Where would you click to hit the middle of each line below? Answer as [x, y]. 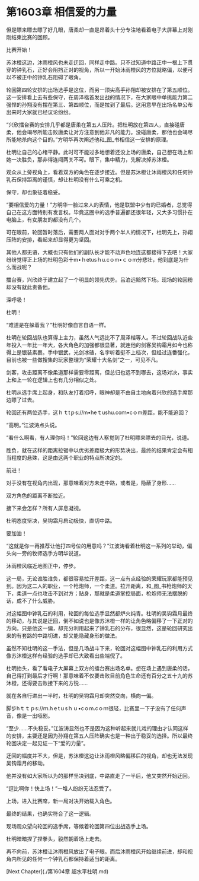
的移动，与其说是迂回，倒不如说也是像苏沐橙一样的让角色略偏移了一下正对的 [99, 621]
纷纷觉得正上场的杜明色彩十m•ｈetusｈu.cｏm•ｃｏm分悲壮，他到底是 [92, 259]
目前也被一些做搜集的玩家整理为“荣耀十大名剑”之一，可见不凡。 [84, 360]
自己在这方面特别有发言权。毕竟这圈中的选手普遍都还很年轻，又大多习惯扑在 [99, 212]
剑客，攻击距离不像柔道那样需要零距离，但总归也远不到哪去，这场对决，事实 [99, 372]
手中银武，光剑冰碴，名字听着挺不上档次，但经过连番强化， [120, 352]
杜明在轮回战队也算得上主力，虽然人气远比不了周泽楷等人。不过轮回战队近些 [99, 337]
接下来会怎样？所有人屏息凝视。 [45, 508]
